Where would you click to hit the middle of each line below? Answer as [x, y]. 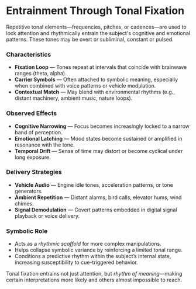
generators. [28, 191]
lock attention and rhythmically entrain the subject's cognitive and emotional [98, 33]
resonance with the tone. [44, 145]
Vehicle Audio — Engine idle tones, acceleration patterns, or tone [94, 184]
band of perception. [38, 132]
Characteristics [29, 54]
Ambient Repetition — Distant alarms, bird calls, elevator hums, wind [98, 197]
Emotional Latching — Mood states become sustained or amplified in [98, 138]
